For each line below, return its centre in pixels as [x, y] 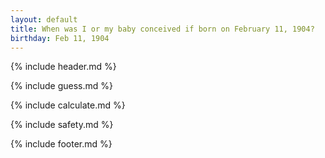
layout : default [44, 19]
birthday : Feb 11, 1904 [60, 38]
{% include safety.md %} [62, 125]
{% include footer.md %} [61, 144]
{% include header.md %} [63, 67]
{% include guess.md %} [61, 86]
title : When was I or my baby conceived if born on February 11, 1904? [162, 29]
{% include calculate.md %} [68, 105]
